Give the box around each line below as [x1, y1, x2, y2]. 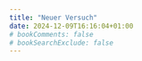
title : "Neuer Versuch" [9, 13, 98, 22]
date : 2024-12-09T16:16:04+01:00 [9, 22, 134, 30]
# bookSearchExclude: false [9, 38, 114, 48]
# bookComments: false [9, 30, 94, 39]
